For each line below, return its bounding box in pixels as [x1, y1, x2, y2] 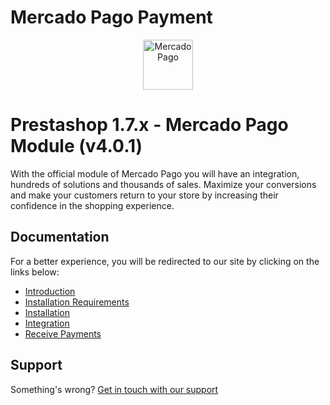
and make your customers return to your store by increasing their [10, 189, 279, 201]
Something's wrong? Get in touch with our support [10, 383, 219, 395]
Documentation [10, 229, 110, 246]
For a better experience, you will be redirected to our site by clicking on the [10, 255, 320, 267]
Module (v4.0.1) [10, 135, 143, 158]
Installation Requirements [24, 296, 130, 308]
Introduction [24, 285, 76, 297]
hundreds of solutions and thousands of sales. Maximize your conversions [10, 178, 317, 190]
